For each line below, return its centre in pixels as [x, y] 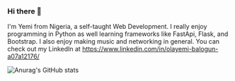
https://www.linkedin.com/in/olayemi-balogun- [150, 49]
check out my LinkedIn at [44, 49]
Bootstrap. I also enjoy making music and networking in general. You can [114, 42]
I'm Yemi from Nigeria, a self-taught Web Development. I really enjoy [107, 27]
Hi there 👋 [25, 11]
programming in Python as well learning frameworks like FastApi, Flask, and [118, 34]
